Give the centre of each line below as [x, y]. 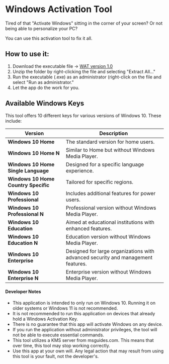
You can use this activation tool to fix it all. [49, 38]
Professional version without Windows [111, 208]
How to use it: [27, 54]
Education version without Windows [108, 236]
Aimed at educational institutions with [110, 222]
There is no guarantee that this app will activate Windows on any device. [88, 324]
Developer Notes [23, 292]
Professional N [26, 214]
